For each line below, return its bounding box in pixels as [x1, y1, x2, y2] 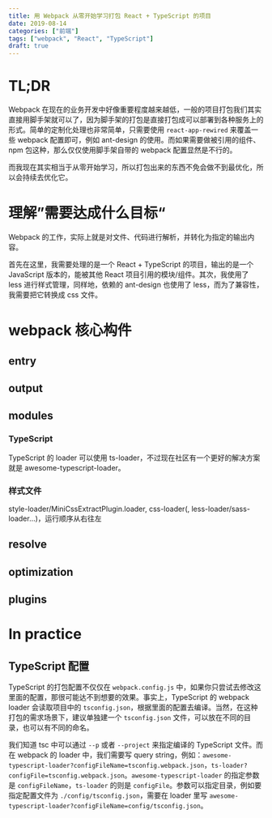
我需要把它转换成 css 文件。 [8, 290, 103, 300]
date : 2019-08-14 [8, 19, 67, 28]
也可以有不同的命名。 [22, 722, 94, 733]
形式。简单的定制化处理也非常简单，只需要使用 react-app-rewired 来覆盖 [8, 125, 252, 134]
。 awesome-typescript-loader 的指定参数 [124, 770, 261, 780]
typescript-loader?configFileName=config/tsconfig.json [8, 803, 201, 811]
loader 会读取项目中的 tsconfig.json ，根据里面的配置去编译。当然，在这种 [8, 702, 258, 713]
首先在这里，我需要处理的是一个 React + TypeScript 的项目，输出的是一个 [8, 260, 254, 269]
